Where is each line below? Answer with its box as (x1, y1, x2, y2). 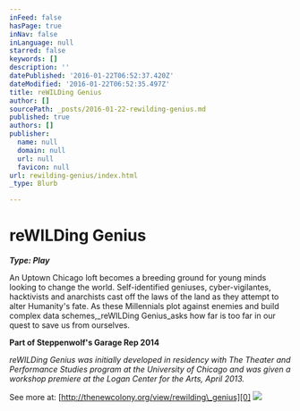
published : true (9, 113, 70, 122)
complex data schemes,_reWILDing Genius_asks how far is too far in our (9, 310, 276, 322)
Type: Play (9, 256, 50, 266)
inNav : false (9, 29, 58, 38)
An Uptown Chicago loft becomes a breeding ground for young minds (9, 273, 267, 283)
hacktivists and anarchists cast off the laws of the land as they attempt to (9, 291, 279, 302)
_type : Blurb (9, 180, 58, 189)
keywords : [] (9, 55, 58, 63)
